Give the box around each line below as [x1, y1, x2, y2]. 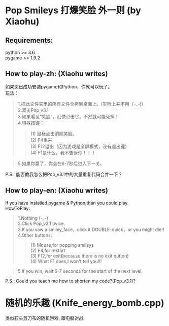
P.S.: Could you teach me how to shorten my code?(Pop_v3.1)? [5, 278, 136, 284]
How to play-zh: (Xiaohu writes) [5, 70, 108, 78]
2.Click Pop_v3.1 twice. [17, 220, 65, 226]
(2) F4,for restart [30, 247, 65, 253]
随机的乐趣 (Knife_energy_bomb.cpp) [5, 297, 164, 309]
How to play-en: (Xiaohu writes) [5, 186, 108, 195]
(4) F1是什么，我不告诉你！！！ [30, 149, 96, 155]
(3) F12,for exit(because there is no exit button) [30, 252, 129, 259]
